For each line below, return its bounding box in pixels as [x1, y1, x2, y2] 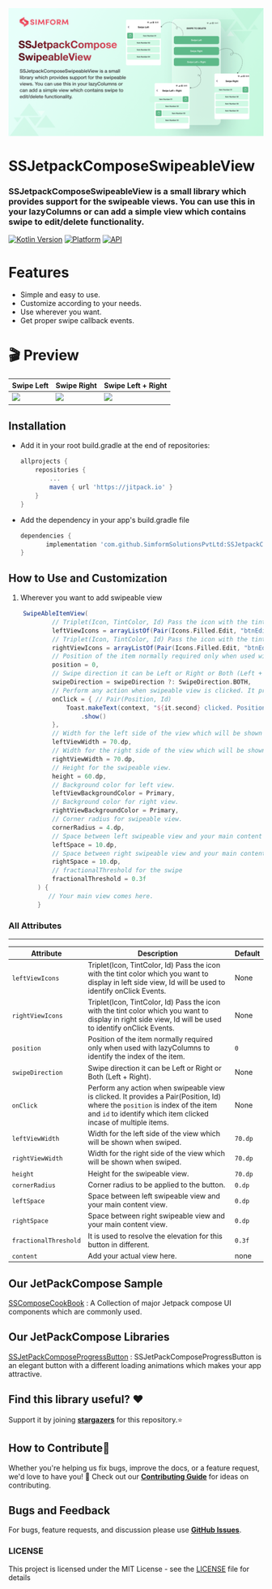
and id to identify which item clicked [87, 1108, 209, 1118]
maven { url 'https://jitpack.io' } [49, 483, 173, 491]
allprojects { [19, 457, 68, 466]
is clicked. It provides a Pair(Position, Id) [87, 1091, 221, 1101]
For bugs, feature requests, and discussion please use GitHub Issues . [8, 1525, 242, 1535]
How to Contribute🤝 [8, 1441, 111, 1455]
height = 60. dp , [51, 772, 107, 780]
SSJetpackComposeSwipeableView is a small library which [8, 186, 247, 197]
